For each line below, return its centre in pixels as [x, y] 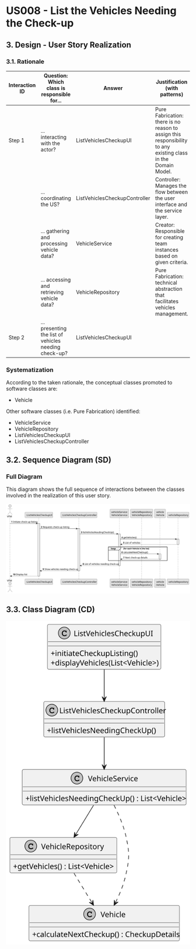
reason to [167, 128]
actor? [48, 150]
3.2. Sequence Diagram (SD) [59, 460]
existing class [171, 153]
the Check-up [40, 23]
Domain [164, 165]
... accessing [56, 280]
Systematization [30, 370]
